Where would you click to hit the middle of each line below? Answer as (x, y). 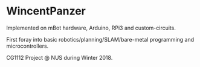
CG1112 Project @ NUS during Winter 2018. (60, 57)
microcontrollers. (27, 46)
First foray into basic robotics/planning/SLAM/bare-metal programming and (100, 39)
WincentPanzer (46, 11)
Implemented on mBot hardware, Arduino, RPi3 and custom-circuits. (91, 28)
